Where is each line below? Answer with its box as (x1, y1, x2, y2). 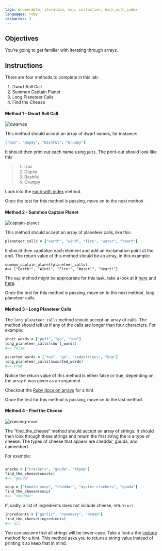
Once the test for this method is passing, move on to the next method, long (5, 290, 155, 295)
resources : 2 (5, 16, 32, 21)
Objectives (5, 34, 39, 42)
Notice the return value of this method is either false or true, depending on (5, 373, 154, 378)
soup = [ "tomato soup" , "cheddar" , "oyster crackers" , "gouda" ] (5, 485, 138, 490)
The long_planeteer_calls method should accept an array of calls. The (5, 317, 147, 323)
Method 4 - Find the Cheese (5, 408, 63, 413)
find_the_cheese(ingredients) (5, 516, 66, 521)
